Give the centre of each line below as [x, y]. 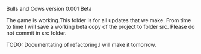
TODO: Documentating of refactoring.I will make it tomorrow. [81, 45]
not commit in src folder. [36, 33]
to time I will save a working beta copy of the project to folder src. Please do [100, 27]
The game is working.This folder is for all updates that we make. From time [99, 20]
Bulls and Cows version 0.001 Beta [49, 9]
